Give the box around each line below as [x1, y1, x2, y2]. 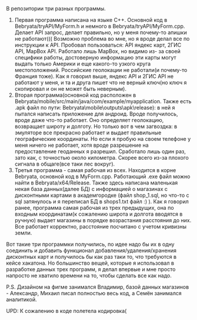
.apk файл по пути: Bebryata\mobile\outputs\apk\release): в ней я [14, 104, 175, 111]
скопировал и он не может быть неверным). [14, 85, 126, 92]
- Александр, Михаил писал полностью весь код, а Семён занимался [6, 290, 182, 296]
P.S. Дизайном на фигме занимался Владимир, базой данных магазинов [6, 283, 189, 291]
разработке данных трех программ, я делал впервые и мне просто [6, 266, 176, 273]
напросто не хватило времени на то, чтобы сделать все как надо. [6, 272, 172, 279]
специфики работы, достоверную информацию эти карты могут [14, 54, 176, 61]
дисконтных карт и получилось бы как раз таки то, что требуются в [6, 253, 177, 260]
